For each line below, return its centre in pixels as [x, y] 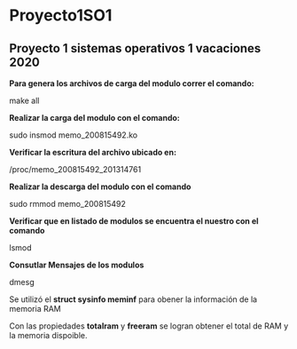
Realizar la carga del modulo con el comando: [94, 118]
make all [24, 100]
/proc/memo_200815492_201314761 [75, 169]
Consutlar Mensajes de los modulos [77, 265]
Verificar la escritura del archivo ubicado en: [93, 152]
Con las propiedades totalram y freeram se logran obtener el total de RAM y [149, 326]
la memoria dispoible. [48, 335]
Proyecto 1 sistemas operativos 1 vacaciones [135, 48]
